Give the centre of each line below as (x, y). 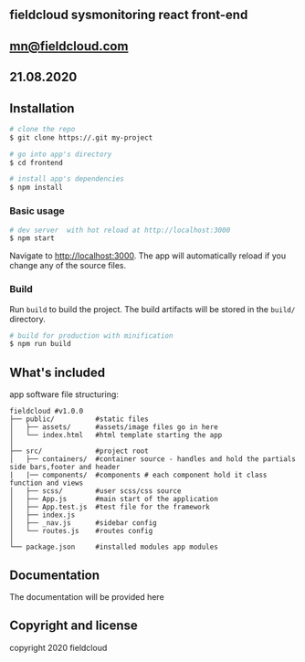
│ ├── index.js (42, 515)
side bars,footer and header (65, 468)
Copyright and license (74, 626)
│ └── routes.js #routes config (81, 531)
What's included (58, 372)
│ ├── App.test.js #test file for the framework (110, 507)
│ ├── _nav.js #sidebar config (83, 523)
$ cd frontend (37, 163)
